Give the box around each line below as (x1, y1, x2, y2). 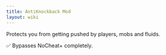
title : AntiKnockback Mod (6, 8, 71, 15)
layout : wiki (6, 14, 39, 20)
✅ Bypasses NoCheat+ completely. (6, 42, 93, 49)
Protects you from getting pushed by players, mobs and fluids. (6, 30, 161, 37)
